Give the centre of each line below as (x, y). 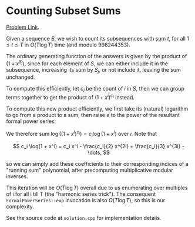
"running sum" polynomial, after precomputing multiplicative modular (90, 170)
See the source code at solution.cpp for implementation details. (84, 218)
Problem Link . (23, 27)
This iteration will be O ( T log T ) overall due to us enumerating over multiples (97, 188)
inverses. (17, 176)
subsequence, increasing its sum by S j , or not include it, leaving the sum (93, 70)
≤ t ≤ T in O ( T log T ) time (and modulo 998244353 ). (68, 45)
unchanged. (21, 77)
